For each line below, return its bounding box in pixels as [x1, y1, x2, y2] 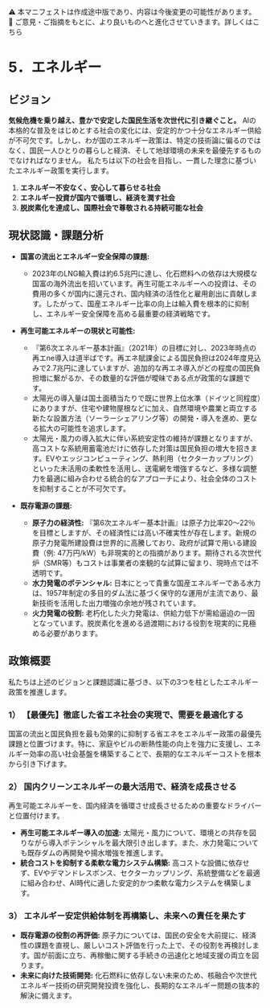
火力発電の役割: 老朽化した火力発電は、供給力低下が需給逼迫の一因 [31, 608, 256, 617]
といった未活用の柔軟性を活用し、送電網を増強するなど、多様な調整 [31, 463, 257, 473]
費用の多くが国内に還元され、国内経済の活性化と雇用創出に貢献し [31, 289, 251, 298]
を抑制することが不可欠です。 [31, 483, 131, 493]
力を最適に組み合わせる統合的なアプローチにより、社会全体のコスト [31, 473, 257, 483]
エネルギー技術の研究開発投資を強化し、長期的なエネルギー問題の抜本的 [19, 980, 260, 990]
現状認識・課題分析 [8, 228, 104, 243]
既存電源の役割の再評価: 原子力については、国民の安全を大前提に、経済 [19, 930, 257, 940]
